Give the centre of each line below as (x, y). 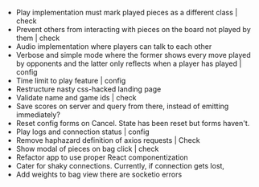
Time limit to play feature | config (71, 81)
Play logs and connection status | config (83, 132)
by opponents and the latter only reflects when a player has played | (129, 63)
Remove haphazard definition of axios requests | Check (108, 140)
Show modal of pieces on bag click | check (87, 149)
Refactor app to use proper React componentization (102, 157)
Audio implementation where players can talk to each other (114, 47)
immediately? (38, 115)
